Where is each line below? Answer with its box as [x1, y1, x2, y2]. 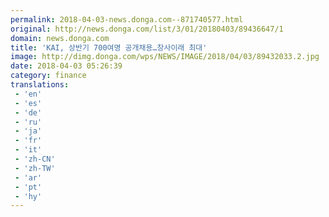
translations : [10, 80, 70, 90]
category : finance [10, 71, 87, 81]
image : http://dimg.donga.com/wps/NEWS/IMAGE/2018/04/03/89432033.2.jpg [10, 52, 320, 62]
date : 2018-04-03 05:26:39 [10, 61, 123, 71]
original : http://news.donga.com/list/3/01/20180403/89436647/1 [10, 24, 284, 34]
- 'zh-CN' [14, 154, 56, 164]
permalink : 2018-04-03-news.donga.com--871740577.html [10, 14, 244, 25]
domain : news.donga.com [10, 33, 110, 43]
